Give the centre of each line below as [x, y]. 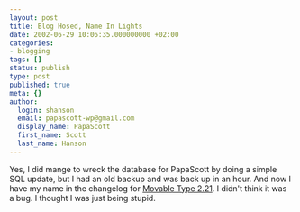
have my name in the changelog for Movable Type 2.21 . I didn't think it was [148, 188]
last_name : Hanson [52, 143]
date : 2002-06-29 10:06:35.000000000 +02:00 [94, 34]
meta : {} [26, 93]
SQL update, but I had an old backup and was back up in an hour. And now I [150, 179]
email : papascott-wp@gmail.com [76, 118]
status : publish [40, 69]
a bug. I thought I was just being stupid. [82, 198]
